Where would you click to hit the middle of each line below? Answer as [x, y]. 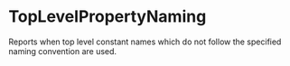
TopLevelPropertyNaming [108, 17]
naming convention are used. [63, 51]
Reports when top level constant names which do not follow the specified [145, 42]
